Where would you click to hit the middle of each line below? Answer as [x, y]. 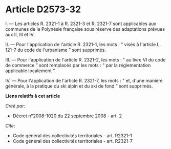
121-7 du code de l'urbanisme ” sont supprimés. [56, 50]
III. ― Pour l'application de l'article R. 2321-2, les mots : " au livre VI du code [85, 59]
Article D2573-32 [43, 9]
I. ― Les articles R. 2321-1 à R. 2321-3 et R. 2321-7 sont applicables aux [81, 24]
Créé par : [15, 105]
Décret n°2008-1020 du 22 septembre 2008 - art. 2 [67, 116]
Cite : [10, 125]
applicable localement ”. [31, 71]
